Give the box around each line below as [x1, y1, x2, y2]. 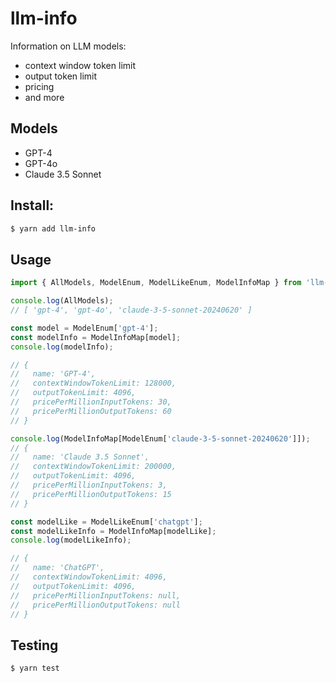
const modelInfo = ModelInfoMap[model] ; [10, 332, 182, 342]
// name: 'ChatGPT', [10, 563, 105, 573]
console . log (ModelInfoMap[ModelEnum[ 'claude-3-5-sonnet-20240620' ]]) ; [10, 433, 311, 444]
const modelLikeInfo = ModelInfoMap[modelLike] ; [10, 526, 217, 536]
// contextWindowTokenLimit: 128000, [10, 378, 177, 389]
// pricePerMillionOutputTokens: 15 [10, 489, 172, 499]
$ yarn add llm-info [10, 223, 97, 234]
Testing [10, 637, 59, 654]
